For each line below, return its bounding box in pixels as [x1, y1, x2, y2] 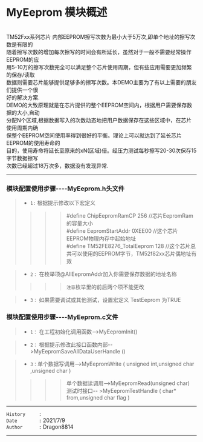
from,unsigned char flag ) [66, 393, 130, 401]
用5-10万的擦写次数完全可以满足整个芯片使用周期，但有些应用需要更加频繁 [6, 63, 192, 70]
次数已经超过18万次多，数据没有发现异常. [6, 162, 109, 169]
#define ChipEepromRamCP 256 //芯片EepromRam [66, 212, 193, 219]
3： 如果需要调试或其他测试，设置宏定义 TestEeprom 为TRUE [30, 296, 181, 304]
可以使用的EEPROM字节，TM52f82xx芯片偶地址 [71, 250, 192, 258]
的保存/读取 [6, 71, 35, 78]
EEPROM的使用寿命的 [6, 139, 60, 146]
